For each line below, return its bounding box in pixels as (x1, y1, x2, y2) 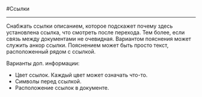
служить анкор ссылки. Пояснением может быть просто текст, (6, 42, 169, 49)
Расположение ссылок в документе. (14, 84, 109, 91)
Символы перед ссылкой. (14, 78, 82, 85)
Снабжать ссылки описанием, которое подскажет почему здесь (6, 22, 173, 30)
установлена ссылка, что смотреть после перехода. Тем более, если (6, 29, 185, 36)
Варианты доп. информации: (6, 60, 80, 67)
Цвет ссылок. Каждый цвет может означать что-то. (14, 72, 148, 78)
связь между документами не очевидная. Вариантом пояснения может (6, 36, 191, 42)
